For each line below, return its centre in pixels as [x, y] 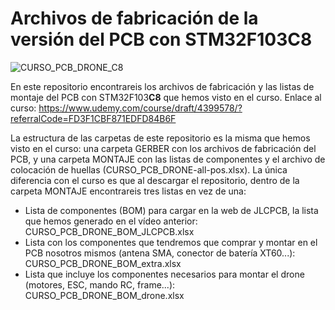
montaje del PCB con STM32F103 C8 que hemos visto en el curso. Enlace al [166, 97]
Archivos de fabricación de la [134, 18]
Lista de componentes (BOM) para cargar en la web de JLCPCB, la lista [171, 210]
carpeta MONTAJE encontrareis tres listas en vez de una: [128, 191]
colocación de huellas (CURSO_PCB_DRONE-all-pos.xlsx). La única [149, 169]
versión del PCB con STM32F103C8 [161, 39]
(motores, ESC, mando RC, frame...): [100, 284]
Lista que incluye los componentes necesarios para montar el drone [164, 274]
